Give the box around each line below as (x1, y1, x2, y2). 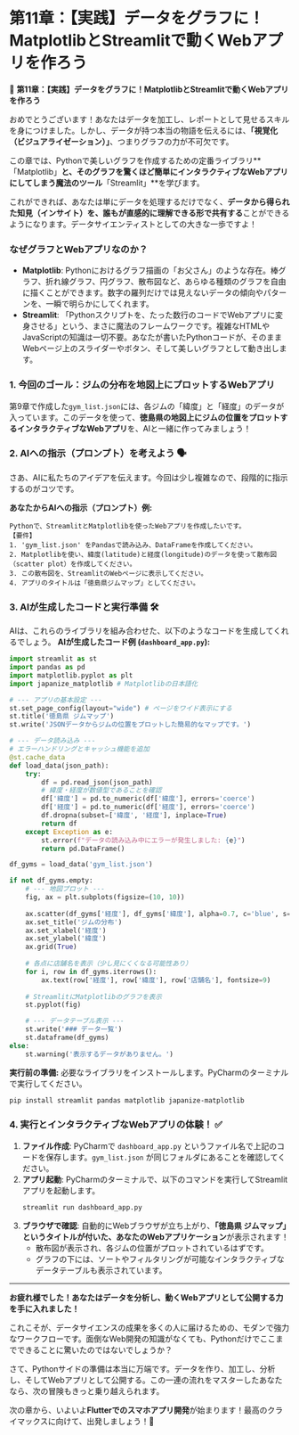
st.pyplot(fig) (25, 1000, 82, 1010)
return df (41, 819, 77, 828)
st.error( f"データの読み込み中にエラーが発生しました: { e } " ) (41, 835, 246, 845)
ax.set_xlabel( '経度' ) (25, 926, 107, 935)
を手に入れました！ (9, 1303, 80, 1314)
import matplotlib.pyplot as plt (9, 670, 133, 680)
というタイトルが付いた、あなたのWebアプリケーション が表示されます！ (21, 1231, 289, 1242)
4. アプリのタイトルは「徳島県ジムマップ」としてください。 (9, 578, 200, 587)
